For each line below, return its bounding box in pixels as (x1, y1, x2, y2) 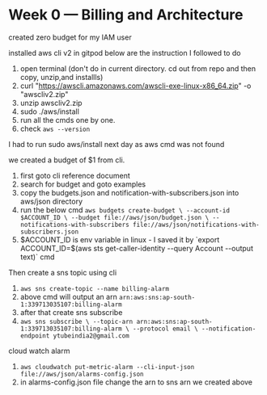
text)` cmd (19, 252, 55, 262)
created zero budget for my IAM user (8, 32, 132, 42)
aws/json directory (19, 196, 83, 206)
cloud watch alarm (8, 346, 70, 355)
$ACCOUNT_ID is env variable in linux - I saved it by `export (19, 234, 220, 244)
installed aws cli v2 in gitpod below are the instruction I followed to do (8, 48, 241, 57)
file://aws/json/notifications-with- (132, 221, 261, 229)
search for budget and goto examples (19, 179, 146, 189)
